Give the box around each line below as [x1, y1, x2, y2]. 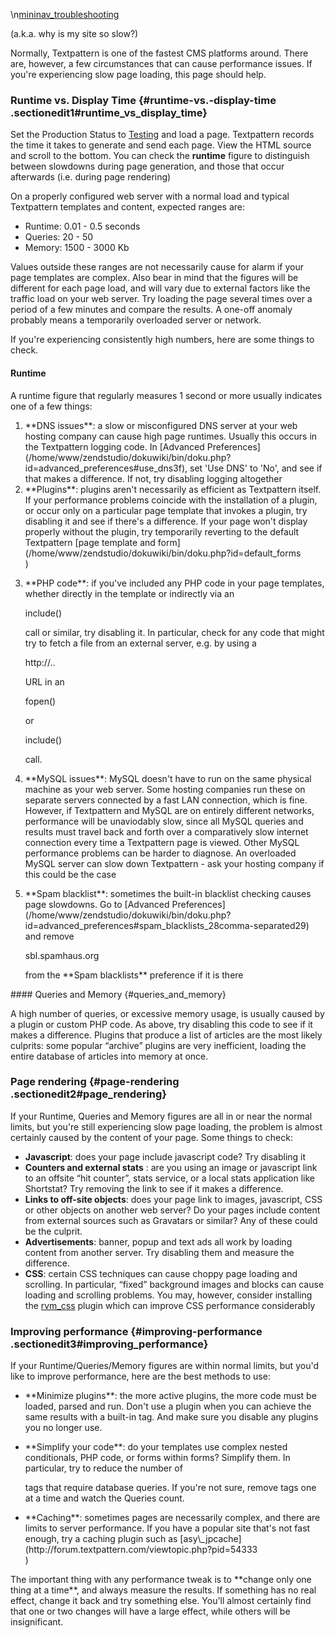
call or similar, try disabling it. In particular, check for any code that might [24, 626, 325, 638]
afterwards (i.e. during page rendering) [10, 171, 172, 183]
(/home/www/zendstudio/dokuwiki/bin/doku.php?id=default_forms [24, 547, 302, 559]
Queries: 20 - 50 [24, 231, 94, 243]
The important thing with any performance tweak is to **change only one [10, 1574, 312, 1586]
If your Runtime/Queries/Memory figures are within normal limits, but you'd [10, 1360, 319, 1372]
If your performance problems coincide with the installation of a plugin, [24, 494, 318, 506]
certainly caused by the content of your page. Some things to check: [10, 1131, 293, 1143]
